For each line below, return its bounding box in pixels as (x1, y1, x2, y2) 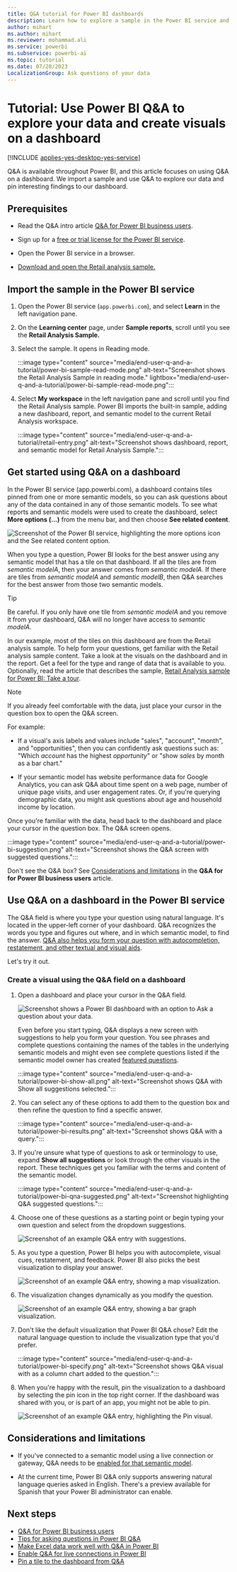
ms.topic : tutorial (7, 57, 65, 64)
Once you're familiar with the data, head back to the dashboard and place (7, 816, 222, 825)
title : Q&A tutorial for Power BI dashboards (7, 10, 144, 18)
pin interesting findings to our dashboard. (7, 182, 129, 191)
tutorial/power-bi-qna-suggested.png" (17, 1192, 130, 1200)
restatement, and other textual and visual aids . (7, 943, 143, 952)
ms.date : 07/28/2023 (7, 63, 69, 70)
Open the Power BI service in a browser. (17, 249, 135, 258)
